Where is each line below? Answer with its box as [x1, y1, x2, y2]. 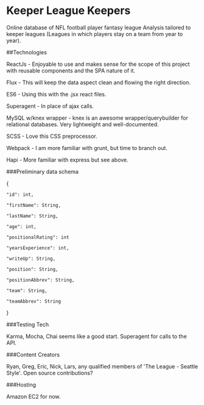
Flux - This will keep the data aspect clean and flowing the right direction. [6, 79, 191, 86]
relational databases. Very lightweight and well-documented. [6, 120, 160, 128]
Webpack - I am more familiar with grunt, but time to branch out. [6, 144, 167, 151]
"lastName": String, [6, 213, 59, 219]
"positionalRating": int [6, 234, 69, 240]
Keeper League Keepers [6, 4, 131, 18]
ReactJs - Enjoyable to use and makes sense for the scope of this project [6, 60, 190, 68]
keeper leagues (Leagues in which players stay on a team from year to [6, 30, 183, 37]
